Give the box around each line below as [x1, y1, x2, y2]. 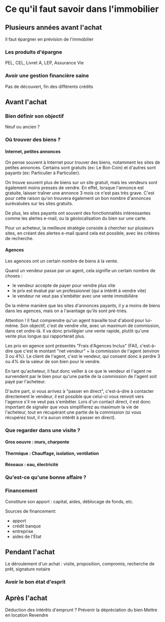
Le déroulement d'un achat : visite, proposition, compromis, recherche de [5, 561, 155, 567]
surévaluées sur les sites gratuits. [5, 200, 73, 206]
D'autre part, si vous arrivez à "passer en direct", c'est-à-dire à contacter [5, 388, 154, 394]
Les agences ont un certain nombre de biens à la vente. [5, 258, 119, 264]
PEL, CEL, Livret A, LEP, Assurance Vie [5, 60, 84, 66]
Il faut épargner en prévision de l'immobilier [5, 36, 94, 42]
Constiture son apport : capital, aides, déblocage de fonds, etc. [5, 498, 134, 504]
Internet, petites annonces [5, 148, 61, 154]
